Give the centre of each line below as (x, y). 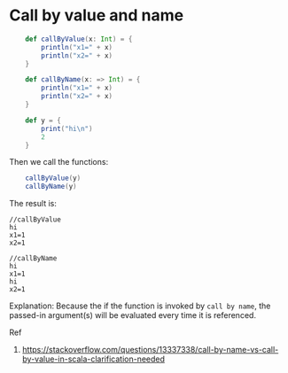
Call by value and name (97, 16)
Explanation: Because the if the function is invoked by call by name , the (140, 306)
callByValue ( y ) (53, 178)
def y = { (43, 120)
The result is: (33, 204)
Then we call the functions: (59, 162)
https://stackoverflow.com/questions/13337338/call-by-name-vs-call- (150, 350)
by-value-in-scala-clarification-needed (93, 359)
